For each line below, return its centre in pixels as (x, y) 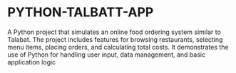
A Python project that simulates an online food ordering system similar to (114, 32)
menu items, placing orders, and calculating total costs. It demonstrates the (118, 47)
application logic (32, 62)
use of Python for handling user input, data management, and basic (106, 55)
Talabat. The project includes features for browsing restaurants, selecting (115, 39)
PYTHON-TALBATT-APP (81, 12)
